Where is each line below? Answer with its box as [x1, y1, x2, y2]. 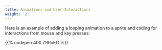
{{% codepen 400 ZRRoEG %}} [5, 39, 69, 45]
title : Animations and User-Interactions [5, 7, 91, 12]
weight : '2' [5, 12, 29, 17]
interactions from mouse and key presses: [5, 30, 90, 36]
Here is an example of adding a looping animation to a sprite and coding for [5, 25, 157, 31]
